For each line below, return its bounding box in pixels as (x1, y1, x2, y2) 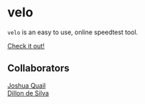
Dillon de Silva (7, 88, 50, 97)
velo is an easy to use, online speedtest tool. (7, 28, 139, 36)
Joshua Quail (7, 81, 46, 90)
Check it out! (7, 41, 45, 50)
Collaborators (7, 62, 70, 75)
